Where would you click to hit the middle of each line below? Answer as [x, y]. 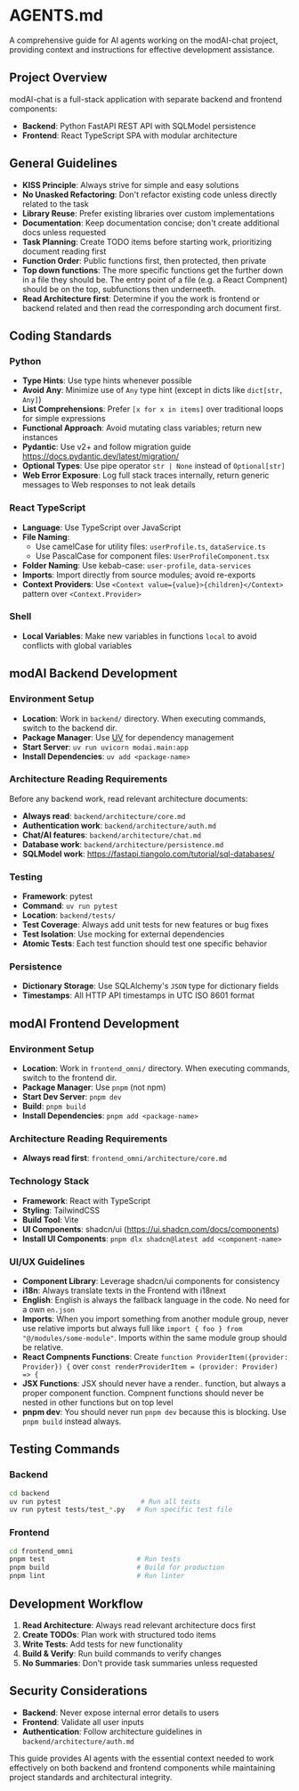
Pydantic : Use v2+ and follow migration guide [106, 447]
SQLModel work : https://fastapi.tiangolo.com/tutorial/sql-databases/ [148, 854]
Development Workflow [77, 1603]
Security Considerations [79, 1691]
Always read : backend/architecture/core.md [104, 815]
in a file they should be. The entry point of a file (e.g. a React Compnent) [154, 279]
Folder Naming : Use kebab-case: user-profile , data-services [137, 565]
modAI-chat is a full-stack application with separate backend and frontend [146, 99]
